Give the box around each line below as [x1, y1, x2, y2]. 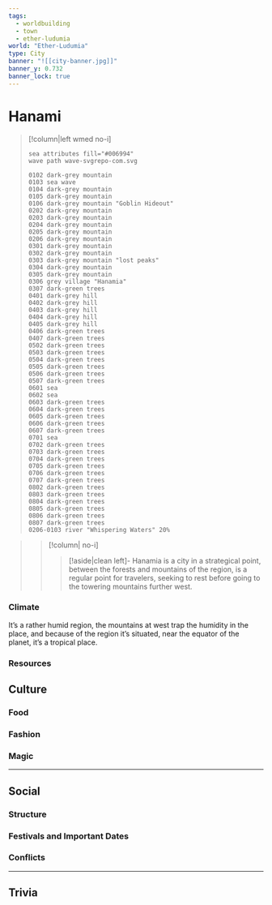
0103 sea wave [28, 178, 76, 187]
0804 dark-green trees [28, 497, 105, 505]
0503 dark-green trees [28, 348, 105, 357]
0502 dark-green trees [28, 341, 105, 350]
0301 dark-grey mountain [28, 242, 113, 250]
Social [8, 784, 40, 798]
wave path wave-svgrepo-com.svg [28, 157, 138, 165]
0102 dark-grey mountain [28, 171, 113, 179]
